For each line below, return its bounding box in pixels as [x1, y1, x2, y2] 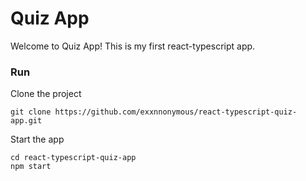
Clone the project [10, 88, 82, 100]
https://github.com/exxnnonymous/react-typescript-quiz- [54, 107, 298, 117]
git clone [10, 107, 52, 117]
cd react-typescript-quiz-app [10, 153, 137, 163]
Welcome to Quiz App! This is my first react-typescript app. [10, 40, 256, 52]
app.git [10, 116, 43, 126]
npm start [10, 162, 52, 172]
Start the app [10, 133, 65, 146]
